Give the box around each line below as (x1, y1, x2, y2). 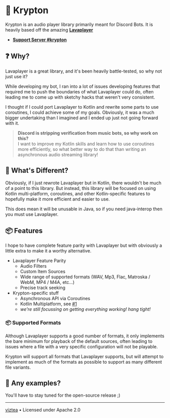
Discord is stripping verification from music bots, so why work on (17, 130, 158, 136)
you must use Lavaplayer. (5, 211, 59, 217)
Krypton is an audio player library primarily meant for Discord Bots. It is (5, 21, 153, 27)
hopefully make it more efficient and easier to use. (5, 196, 110, 202)
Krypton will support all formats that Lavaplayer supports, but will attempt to (5, 353, 164, 360)
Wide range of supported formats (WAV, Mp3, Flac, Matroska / (20, 274, 150, 280)
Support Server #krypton (12, 37, 67, 43)
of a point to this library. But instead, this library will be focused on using (5, 185, 156, 191)
